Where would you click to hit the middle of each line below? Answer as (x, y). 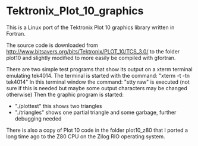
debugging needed (38, 118)
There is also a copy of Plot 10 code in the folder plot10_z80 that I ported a (97, 130)
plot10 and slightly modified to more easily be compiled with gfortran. (91, 58)
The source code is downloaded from (52, 45)
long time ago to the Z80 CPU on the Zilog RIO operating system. (86, 136)
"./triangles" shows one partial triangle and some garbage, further (95, 112)
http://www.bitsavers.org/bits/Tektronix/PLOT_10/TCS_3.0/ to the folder (93, 51)
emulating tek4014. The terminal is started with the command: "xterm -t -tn (98, 75)
